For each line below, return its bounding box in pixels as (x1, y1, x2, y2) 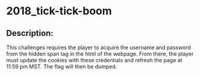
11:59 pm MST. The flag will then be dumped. (6, 63, 117, 70)
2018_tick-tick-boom (6, 4, 112, 18)
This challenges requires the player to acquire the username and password (6, 44, 191, 51)
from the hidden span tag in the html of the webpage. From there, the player (6, 50, 194, 57)
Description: (6, 28, 54, 38)
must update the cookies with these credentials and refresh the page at (6, 57, 183, 63)
